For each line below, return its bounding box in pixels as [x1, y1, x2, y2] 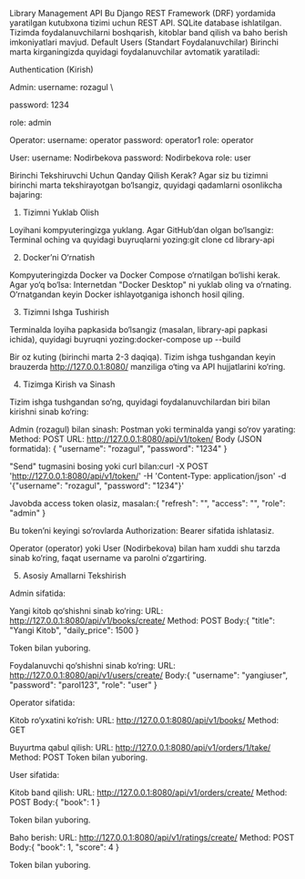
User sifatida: [9, 770, 60, 780]
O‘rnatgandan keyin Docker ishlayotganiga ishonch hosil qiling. [9, 289, 245, 300]
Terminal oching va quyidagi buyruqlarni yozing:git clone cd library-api [9, 234, 275, 245]
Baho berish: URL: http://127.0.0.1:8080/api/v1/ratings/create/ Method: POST [9, 833, 295, 843]
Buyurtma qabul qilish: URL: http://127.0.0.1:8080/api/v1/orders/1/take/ [9, 742, 271, 752]
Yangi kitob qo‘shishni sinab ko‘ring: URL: [9, 606, 164, 616]
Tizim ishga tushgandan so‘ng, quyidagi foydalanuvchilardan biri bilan [9, 396, 271, 407]
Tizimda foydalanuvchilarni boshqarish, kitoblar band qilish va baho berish [9, 27, 289, 37]
